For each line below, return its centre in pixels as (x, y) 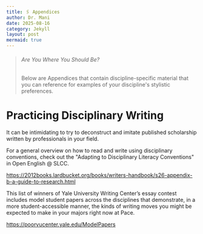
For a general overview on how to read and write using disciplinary (89, 151)
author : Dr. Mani (28, 18)
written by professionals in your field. (52, 139)
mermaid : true (24, 40)
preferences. (37, 91)
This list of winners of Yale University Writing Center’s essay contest (92, 193)
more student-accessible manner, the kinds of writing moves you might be (99, 206)
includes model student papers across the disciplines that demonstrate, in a (101, 200)
